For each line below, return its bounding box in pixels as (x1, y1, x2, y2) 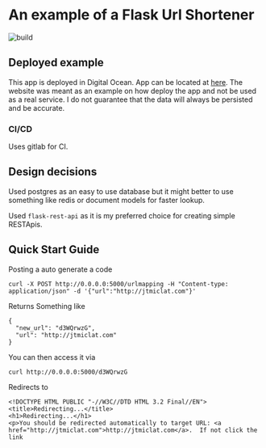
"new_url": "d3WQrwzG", (15, 323, 95, 332)
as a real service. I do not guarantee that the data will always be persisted (8, 95, 253, 104)
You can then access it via (8, 352, 96, 361)
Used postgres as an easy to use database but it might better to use (8, 186, 234, 196)
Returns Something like (8, 301, 86, 311)
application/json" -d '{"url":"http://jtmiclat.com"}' (8, 287, 197, 295)
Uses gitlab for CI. (8, 142, 69, 151)
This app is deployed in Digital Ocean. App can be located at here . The (8, 77, 243, 87)
